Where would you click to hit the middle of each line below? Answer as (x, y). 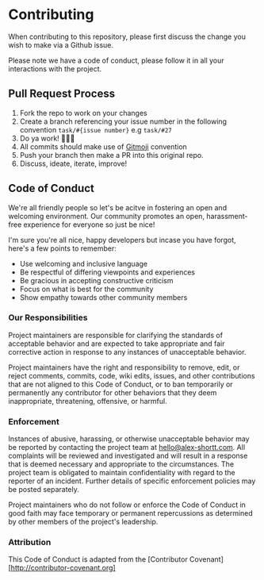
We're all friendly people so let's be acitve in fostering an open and (118, 207)
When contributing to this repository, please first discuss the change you (127, 36)
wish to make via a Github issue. (61, 44)
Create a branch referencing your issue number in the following (123, 121)
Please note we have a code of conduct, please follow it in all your (116, 60)
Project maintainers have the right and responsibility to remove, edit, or (124, 367)
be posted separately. (44, 490)
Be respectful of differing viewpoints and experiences (107, 272)
